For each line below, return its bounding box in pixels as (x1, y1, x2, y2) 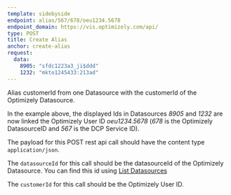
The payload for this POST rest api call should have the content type (7, 137, 205, 146)
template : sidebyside (7, 10, 71, 18)
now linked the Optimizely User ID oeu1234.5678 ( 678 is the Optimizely (7, 116, 213, 125)
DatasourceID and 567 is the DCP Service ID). (7, 124, 140, 133)
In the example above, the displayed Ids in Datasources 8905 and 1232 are (7, 109, 223, 118)
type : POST (7, 29, 39, 37)
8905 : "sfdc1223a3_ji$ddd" (20, 62, 99, 69)
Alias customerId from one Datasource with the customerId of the (7, 88, 197, 97)
